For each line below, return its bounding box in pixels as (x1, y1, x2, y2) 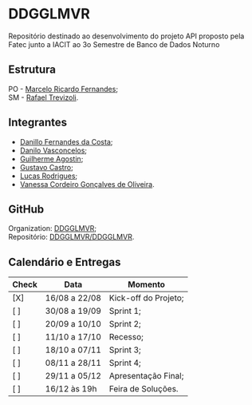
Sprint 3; (108, 344, 141, 355)
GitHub (8, 202, 45, 216)
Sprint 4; (108, 357, 141, 368)
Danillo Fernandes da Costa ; (19, 137, 113, 146)
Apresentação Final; (108, 371, 184, 382)
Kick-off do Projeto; (108, 292, 184, 304)
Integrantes (8, 116, 68, 129)
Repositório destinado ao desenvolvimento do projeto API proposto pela (8, 31, 245, 41)
